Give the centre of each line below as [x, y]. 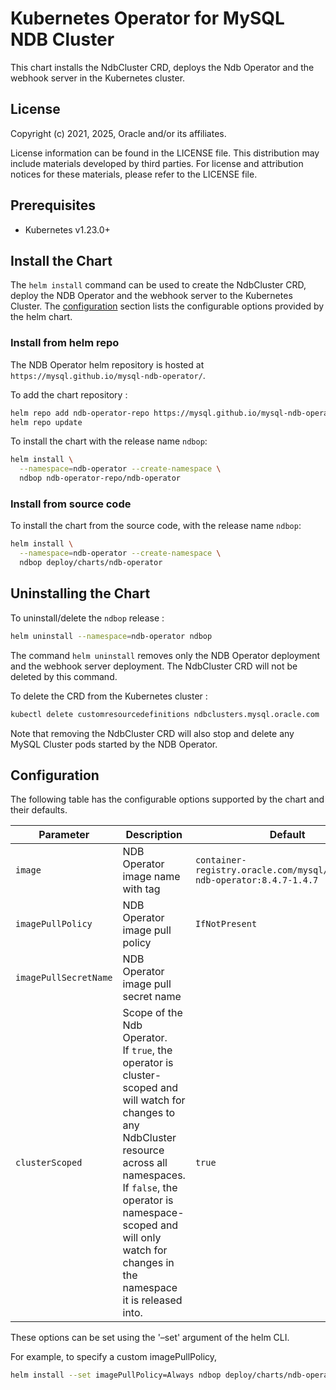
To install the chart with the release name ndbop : [109, 441]
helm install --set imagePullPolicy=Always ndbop [116, 1375]
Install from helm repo [65, 343]
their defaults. [39, 810]
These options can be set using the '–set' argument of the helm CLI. [150, 1338]
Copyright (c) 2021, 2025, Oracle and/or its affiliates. [118, 133]
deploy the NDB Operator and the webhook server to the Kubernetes [151, 296]
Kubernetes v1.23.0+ [67, 229]
